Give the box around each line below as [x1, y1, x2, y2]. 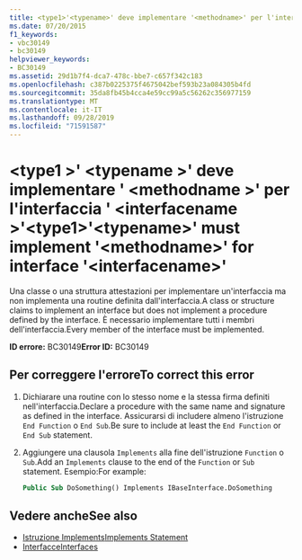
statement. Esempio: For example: [22, 466, 147, 476]
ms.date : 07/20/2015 [9, 22, 87, 31]
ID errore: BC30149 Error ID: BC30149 [9, 341, 150, 351]
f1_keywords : [9, 30, 58, 39]
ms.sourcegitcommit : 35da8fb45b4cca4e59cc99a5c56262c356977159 [9, 88, 252, 97]
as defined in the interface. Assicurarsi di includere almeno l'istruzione [22, 410, 284, 421]
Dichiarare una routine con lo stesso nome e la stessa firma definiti [22, 391, 270, 402]
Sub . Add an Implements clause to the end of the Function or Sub [22, 456, 255, 467]
